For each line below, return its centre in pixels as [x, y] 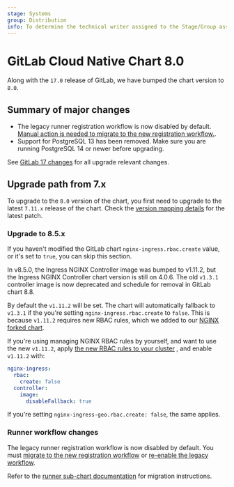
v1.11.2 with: [26, 356]
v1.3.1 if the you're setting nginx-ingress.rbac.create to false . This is [109, 313]
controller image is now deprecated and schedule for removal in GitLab [109, 285]
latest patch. [25, 215]
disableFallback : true [58, 401]
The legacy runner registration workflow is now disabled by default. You [110, 447]
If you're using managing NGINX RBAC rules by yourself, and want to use [112, 341]
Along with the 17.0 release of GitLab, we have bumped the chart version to [116, 80]
